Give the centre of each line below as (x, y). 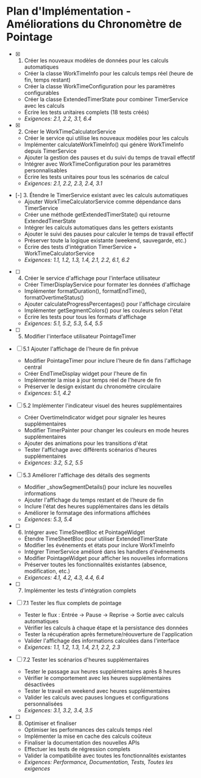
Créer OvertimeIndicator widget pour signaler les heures (95, 417)
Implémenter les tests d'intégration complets (80, 590)
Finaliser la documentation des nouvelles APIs (82, 742)
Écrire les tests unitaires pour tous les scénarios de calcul (97, 177)
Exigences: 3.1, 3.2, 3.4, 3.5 (58, 710)
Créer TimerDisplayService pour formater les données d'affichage (107, 284)
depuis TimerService (51, 151)
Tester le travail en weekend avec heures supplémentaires (97, 691)
